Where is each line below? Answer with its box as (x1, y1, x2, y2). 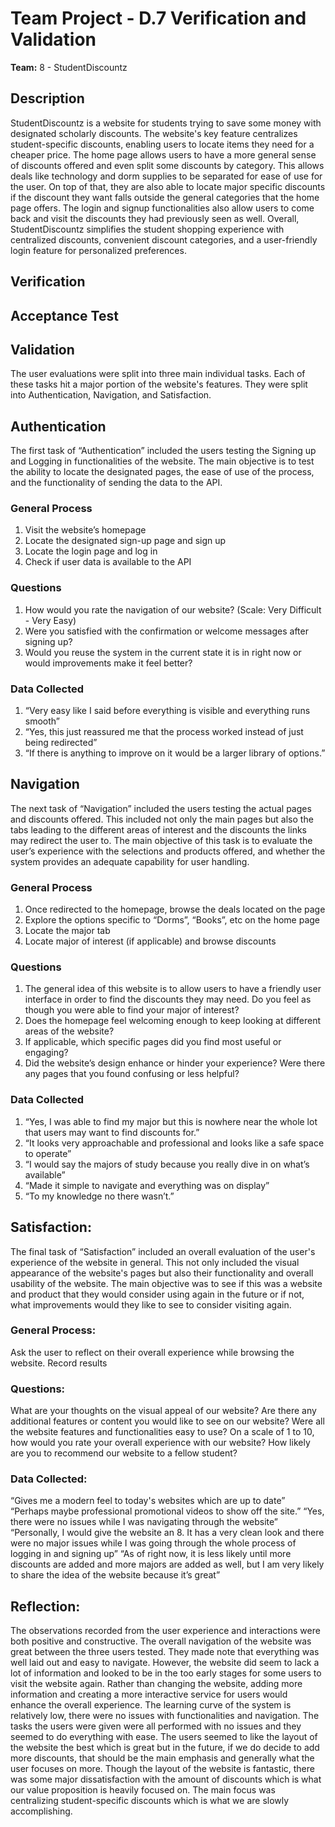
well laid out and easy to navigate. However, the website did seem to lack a (10, 1657, 320, 1669)
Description (10, 90, 85, 107)
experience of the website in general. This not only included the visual (10, 1256, 300, 1268)
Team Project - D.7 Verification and (10, 7, 307, 30)
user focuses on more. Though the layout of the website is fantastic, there (10, 1763, 315, 1775)
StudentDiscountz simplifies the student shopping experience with (10, 223, 285, 235)
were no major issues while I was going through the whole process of (10, 1537, 297, 1549)
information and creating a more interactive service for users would (10, 1688, 288, 1701)
